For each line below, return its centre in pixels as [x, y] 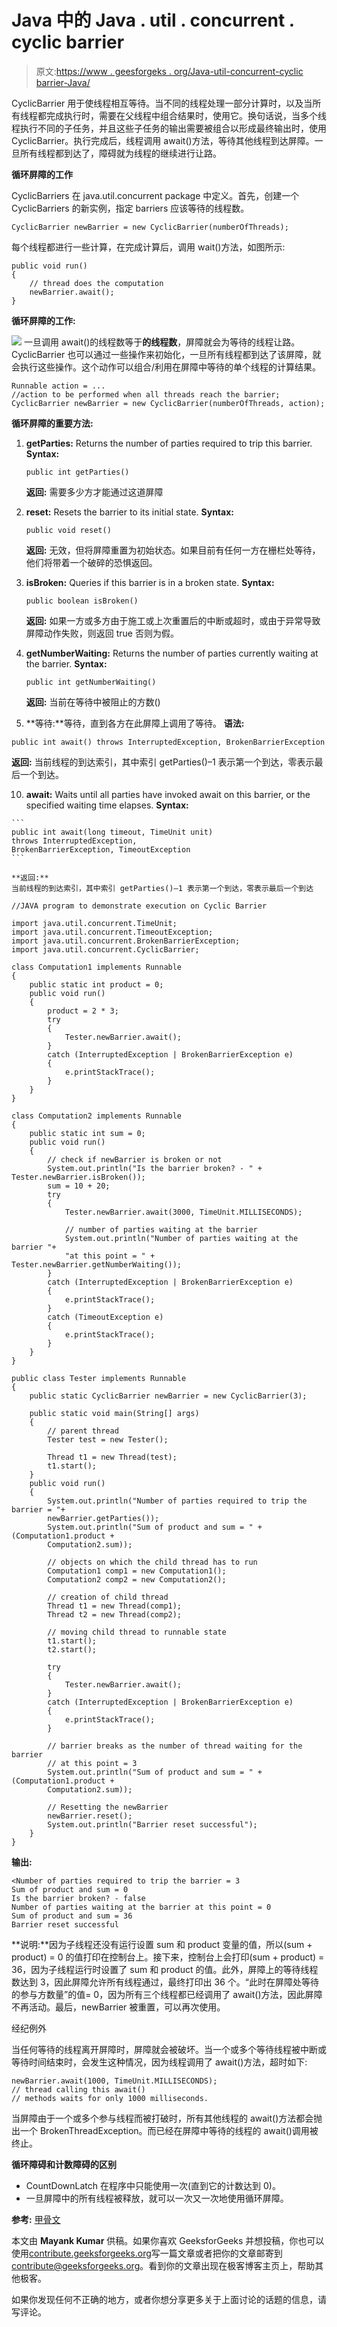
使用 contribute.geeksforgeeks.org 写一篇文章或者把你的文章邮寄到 [147, 2253]
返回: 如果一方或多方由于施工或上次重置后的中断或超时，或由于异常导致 [173, 620]
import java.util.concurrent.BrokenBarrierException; [126, 941]
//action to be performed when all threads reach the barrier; [146, 394]
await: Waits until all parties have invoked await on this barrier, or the [168, 794]
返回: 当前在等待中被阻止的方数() [93, 702]
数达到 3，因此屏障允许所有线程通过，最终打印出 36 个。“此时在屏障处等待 [165, 1982]
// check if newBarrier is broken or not [135, 1159]
